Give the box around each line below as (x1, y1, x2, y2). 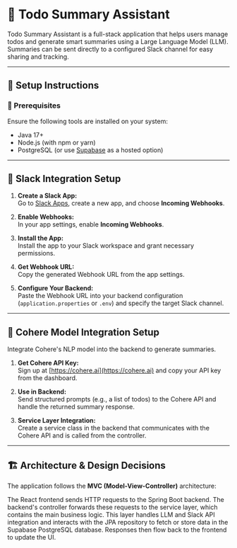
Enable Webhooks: (17, 212, 74, 222)
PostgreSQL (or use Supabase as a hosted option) (17, 145, 164, 154)
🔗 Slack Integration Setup (7, 173, 121, 185)
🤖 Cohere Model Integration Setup (7, 326, 160, 338)
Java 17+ (17, 130, 44, 139)
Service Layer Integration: (17, 416, 96, 425)
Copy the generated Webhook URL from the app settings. (17, 270, 185, 279)
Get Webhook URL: (17, 263, 75, 271)
